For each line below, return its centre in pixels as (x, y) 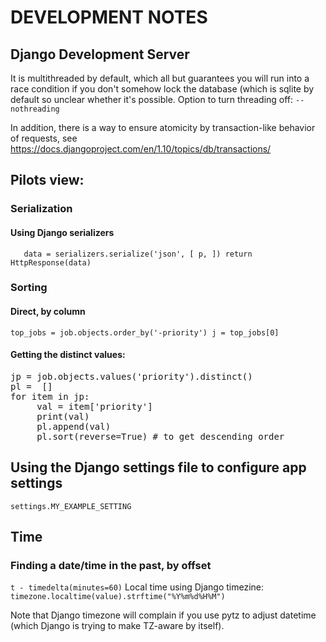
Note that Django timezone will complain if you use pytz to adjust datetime (163, 615)
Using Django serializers (62, 232)
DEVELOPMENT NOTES (109, 17)
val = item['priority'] (94, 406)
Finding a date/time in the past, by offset (111, 565)
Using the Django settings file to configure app (158, 467)
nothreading (35, 109)
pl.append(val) (74, 426)
